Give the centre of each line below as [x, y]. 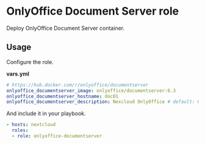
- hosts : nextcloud [31, 125]
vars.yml [18, 74]
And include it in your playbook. [46, 113]
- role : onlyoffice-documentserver [57, 136]
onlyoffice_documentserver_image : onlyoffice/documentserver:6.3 [91, 90]
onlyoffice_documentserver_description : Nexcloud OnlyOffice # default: [101, 102]
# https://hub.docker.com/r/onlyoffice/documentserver [77, 85]
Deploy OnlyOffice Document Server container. [66, 28]
